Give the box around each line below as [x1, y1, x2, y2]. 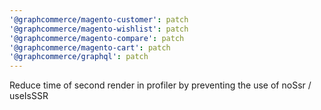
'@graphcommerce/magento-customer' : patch [9, 14, 189, 25]
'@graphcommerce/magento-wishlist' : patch [9, 24, 189, 34]
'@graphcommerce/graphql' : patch [9, 52, 149, 62]
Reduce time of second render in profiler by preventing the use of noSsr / [9, 79, 312, 91]
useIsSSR [9, 90, 49, 102]
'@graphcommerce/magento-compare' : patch [9, 33, 185, 43]
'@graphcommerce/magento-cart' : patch [9, 42, 171, 53]
